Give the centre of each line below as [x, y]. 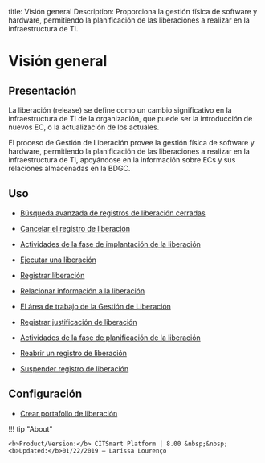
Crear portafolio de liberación [69, 413]
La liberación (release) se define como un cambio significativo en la [120, 110]
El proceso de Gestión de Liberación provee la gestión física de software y [131, 143]
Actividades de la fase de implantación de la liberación [110, 244]
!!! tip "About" [31, 428]
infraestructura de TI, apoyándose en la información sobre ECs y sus [122, 160]
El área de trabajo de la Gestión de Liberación [95, 306]
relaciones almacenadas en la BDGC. [69, 168]
